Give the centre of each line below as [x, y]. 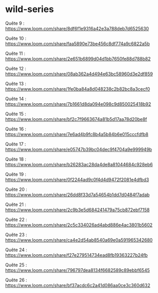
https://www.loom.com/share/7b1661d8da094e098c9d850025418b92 [78, 104]
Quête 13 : [16, 84]
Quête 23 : [16, 235]
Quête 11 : [15, 53]
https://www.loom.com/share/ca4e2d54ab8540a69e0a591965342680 [79, 240]
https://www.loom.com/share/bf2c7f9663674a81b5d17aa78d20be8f [76, 119]
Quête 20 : [16, 189]
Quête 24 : [16, 250]
